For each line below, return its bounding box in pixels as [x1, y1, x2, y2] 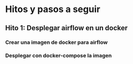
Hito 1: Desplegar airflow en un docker [5, 24, 128, 32]
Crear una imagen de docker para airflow [5, 39, 108, 46]
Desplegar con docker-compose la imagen [5, 52, 112, 59]
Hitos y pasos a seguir [5, 4, 101, 15]
